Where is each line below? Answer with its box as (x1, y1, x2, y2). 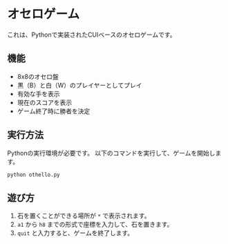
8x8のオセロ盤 (17, 72, 59, 80)
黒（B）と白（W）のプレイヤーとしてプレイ (17, 81, 142, 89)
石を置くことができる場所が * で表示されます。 (17, 212, 151, 220)
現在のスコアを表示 (17, 98, 73, 106)
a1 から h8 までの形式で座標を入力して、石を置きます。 (17, 220, 173, 229)
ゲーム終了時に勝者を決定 (17, 106, 91, 115)
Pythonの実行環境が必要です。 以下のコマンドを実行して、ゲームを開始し (7, 149, 216, 157)
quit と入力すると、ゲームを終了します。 (17, 229, 133, 237)
